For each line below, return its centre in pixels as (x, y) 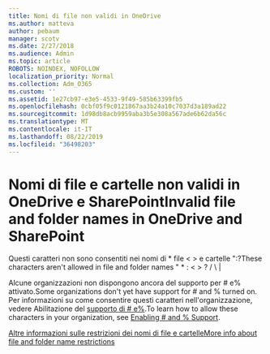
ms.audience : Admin (41, 54)
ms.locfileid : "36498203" (52, 144)
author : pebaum (34, 31)
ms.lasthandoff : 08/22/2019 (56, 136)
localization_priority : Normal (61, 76)
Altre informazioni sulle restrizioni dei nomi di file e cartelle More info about (133, 333)
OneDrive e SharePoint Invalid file (122, 202)
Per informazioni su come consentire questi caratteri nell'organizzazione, (131, 300)
